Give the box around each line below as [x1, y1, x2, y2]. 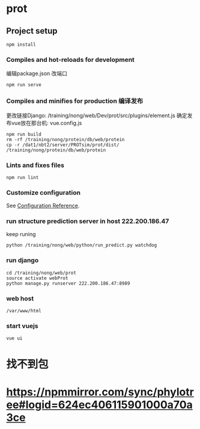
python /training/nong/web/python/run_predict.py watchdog [6, 242, 157, 248]
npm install [6, 41, 36, 47]
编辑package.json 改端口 [6, 70, 68, 77]
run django [6, 256, 39, 264]
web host [6, 294, 34, 302]
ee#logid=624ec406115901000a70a [6, 398, 193, 412]
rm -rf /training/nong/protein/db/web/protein [6, 136, 125, 142]
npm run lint [6, 174, 39, 180]
